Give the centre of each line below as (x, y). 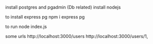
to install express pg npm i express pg (45, 17)
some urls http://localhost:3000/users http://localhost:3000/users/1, (77, 36)
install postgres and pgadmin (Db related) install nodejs (63, 7)
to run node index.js (26, 26)
